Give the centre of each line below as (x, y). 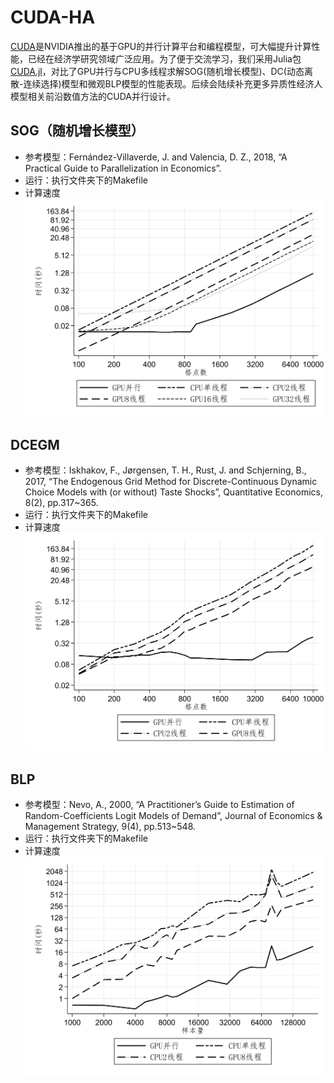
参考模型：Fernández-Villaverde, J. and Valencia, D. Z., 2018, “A (156, 157)
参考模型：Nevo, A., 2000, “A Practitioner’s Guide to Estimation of (159, 805)
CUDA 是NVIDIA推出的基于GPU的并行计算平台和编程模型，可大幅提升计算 (161, 46)
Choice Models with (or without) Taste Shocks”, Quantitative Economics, (173, 492)
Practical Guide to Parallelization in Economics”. (123, 168)
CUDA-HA (53, 17)
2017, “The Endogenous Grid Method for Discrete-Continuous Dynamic (171, 481)
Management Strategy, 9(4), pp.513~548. (110, 827)
